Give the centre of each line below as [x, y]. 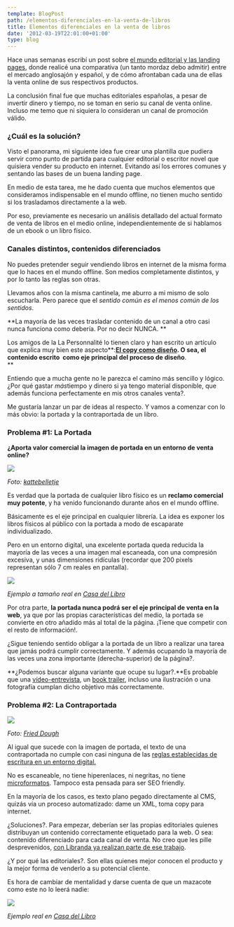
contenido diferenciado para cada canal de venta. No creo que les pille [110, 840]
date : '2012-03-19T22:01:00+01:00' [59, 33]
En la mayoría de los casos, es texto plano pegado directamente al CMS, [112, 797]
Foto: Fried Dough [33, 733]
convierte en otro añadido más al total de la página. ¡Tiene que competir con [117, 623]
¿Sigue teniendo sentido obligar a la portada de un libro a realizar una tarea [116, 644]
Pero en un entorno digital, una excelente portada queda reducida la [106, 545]
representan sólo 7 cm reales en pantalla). [68, 567]
